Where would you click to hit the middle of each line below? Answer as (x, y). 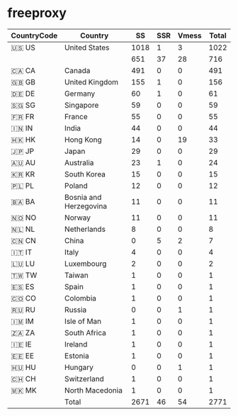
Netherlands (85, 229)
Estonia (77, 356)
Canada (78, 70)
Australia (79, 162)
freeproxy (37, 13)
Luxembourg (86, 264)
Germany (80, 94)
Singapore (82, 105)
